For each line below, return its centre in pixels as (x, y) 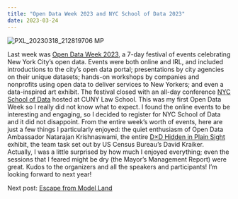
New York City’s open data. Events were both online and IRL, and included (115, 61)
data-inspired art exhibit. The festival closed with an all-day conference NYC (119, 92)
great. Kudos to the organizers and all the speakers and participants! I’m (112, 167)
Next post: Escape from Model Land (60, 188)
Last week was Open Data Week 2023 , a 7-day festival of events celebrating (119, 54)
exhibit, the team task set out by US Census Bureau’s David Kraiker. (106, 144)
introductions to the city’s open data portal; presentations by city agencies (116, 69)
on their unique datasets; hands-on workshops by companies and (103, 77)
